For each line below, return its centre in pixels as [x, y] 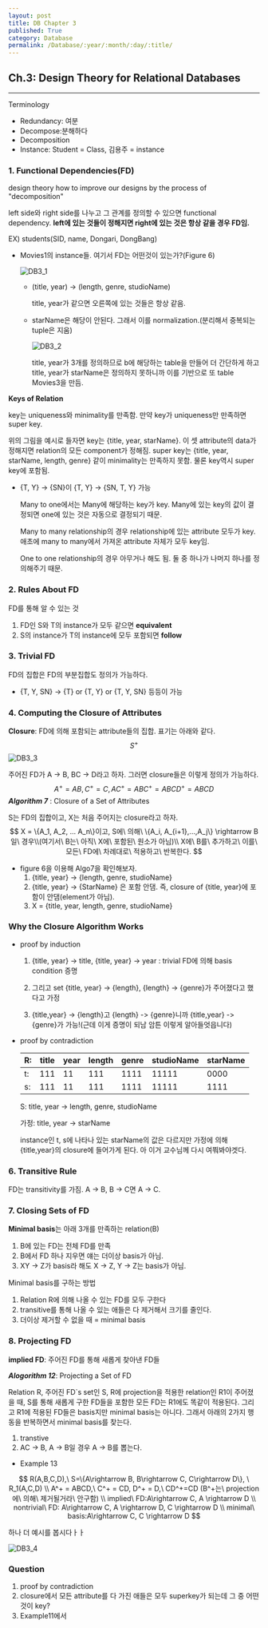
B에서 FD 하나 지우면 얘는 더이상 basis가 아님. [91, 1256]
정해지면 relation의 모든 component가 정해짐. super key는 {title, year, [118, 451]
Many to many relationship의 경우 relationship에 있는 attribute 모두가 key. [138, 531]
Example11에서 [43, 1615]
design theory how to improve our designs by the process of [108, 188]
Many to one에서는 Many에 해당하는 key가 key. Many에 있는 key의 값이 [133, 505]
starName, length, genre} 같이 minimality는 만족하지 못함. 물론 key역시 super [131, 461]
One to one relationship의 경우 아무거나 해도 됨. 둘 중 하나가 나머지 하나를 [136, 558]
